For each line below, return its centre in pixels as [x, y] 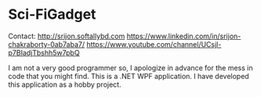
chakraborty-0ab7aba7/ [46, 44]
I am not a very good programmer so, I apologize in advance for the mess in [130, 67]
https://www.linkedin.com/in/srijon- [184, 36]
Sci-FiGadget [52, 14]
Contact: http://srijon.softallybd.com [67, 36]
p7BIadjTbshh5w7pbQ [44, 52]
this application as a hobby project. [65, 84]
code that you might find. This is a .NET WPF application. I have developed [129, 76]
